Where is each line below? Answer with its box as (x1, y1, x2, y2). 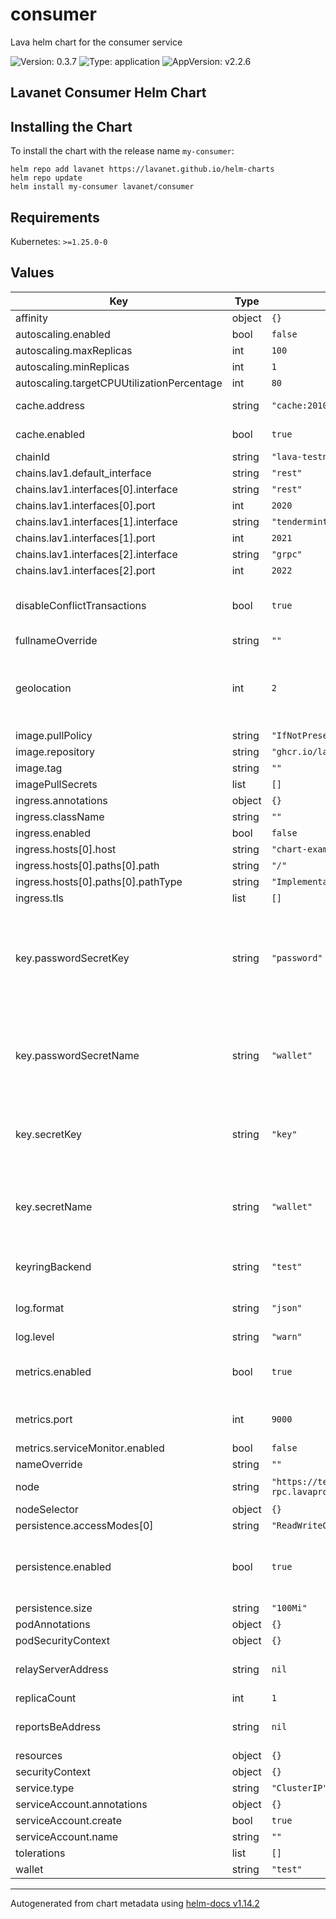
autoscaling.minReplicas (15, 359, 130, 373)
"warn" (271, 1331, 303, 1342)
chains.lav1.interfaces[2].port (15, 563, 156, 577)
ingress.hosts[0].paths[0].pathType (15, 874, 183, 888)
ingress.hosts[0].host (15, 842, 117, 856)
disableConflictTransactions (15, 598, 147, 612)
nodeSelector (15, 1502, 79, 1516)
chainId (15, 449, 51, 463)
